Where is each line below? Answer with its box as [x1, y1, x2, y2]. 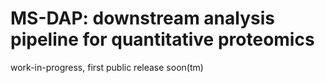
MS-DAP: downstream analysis [10, 7, 275, 30]
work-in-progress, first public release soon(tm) [10, 61, 204, 73]
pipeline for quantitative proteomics [10, 28, 315, 51]
